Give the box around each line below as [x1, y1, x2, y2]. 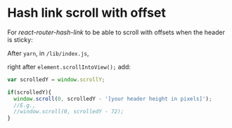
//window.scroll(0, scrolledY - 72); [13, 108, 124, 115]
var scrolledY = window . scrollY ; [7, 76, 105, 83]
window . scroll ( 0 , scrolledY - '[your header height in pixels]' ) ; [13, 95, 212, 102]
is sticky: [7, 35, 33, 43]
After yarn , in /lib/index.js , [7, 49, 89, 57]
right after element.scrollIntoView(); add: [7, 62, 131, 71]
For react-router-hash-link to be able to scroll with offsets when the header [7, 28, 225, 36]
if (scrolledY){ [7, 89, 52, 96]
